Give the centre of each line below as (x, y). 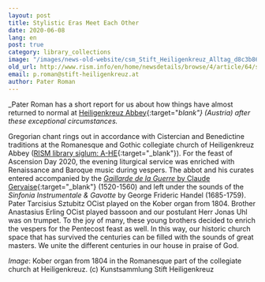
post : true (26, 45)
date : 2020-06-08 (37, 30)
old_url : (22, 67)
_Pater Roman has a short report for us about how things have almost (121, 104)
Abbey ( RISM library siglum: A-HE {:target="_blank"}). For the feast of (121, 153)
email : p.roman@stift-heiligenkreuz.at (74, 74)
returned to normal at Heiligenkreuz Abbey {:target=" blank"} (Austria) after (129, 112)
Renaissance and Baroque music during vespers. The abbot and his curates (131, 170)
